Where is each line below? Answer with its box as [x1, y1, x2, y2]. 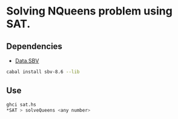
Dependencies [6, 41, 62, 51]
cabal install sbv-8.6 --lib [6, 69, 80, 75]
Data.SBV [15, 57, 39, 64]
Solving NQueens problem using [6, 4, 173, 18]
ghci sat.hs [6, 101, 36, 108]
